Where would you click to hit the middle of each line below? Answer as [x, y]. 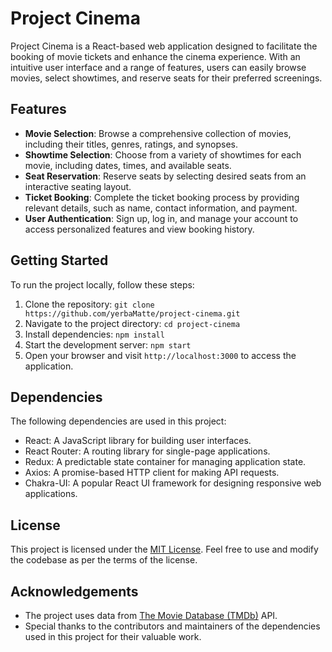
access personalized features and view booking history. [139, 229]
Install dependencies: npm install [94, 334]
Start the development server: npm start [108, 344]
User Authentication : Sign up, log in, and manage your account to [161, 218]
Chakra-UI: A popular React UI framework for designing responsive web [173, 483]
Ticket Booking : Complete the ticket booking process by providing [162, 197]
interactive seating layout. [78, 186]
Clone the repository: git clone [89, 304]
